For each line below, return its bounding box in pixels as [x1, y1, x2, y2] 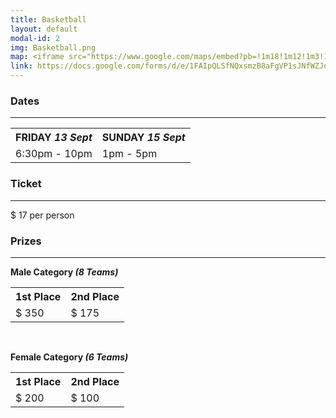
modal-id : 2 [10, 33, 60, 43]
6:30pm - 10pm [15, 147, 93, 161]
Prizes [10, 234, 42, 248]
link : [10, 61, 33, 71]
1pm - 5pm [101, 147, 158, 161]
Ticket [10, 177, 42, 191]
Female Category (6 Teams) [10, 351, 129, 363]
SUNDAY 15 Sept [101, 131, 186, 145]
